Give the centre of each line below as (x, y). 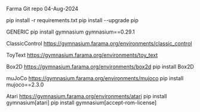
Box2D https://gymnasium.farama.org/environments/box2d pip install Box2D (100, 66)
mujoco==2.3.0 (25, 84)
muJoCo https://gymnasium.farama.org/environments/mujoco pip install (95, 78)
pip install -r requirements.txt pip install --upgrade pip (73, 20)
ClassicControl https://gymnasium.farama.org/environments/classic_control (99, 43)
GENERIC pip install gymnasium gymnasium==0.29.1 (71, 32)
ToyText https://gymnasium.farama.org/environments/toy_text (82, 55)
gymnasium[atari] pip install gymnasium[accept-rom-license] (81, 102)
